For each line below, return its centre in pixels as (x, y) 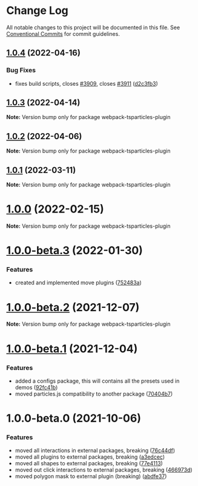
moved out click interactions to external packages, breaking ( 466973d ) (104, 470)
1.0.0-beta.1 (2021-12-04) (72, 348)
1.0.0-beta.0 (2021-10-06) (74, 418)
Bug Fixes (21, 70)
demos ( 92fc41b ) (36, 387)
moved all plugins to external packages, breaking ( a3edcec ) (90, 457)
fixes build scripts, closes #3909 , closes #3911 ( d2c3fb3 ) (87, 83)
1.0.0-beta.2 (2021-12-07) (73, 307)
